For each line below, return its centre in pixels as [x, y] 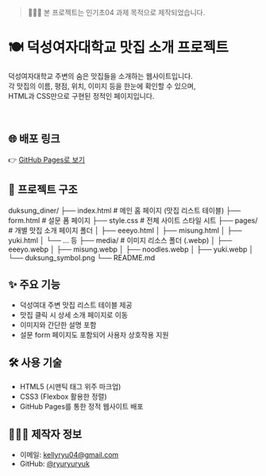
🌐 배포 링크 [35, 139]
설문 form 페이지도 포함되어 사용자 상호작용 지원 [94, 335]
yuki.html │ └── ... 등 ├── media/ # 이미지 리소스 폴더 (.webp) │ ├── [120, 240]
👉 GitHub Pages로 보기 [47, 159]
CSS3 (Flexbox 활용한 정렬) [63, 396]
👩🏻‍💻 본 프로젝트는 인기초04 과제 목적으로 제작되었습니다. [116, 12]
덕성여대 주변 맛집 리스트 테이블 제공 [76, 305]
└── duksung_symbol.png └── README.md [82, 257]
